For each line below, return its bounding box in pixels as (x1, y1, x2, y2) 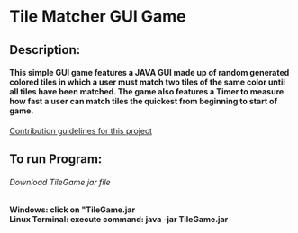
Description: (9, 42, 81, 58)
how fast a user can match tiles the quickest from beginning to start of (9, 96, 277, 107)
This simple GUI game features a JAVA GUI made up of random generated (9, 67, 290, 78)
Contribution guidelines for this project (9, 125, 153, 136)
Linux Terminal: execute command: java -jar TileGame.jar (9, 214, 229, 225)
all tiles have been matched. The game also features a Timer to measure (9, 86, 284, 97)
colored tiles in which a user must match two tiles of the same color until (9, 76, 286, 87)
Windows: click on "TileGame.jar (9, 204, 136, 215)
